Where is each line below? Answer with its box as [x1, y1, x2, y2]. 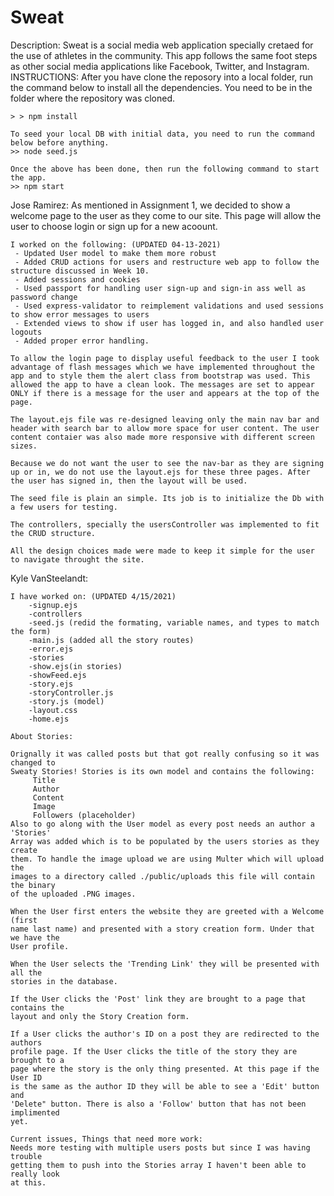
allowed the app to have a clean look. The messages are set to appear [10, 379, 315, 390]
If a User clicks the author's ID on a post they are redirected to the [10, 1029, 320, 1039]
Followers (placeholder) [32, 810, 137, 820]
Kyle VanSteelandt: [10, 572, 89, 584]
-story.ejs [28, 679, 74, 689]
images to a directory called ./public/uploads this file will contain [10, 871, 315, 881]
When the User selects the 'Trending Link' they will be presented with [10, 959, 320, 969]
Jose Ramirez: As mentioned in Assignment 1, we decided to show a [10, 199, 291, 211]
